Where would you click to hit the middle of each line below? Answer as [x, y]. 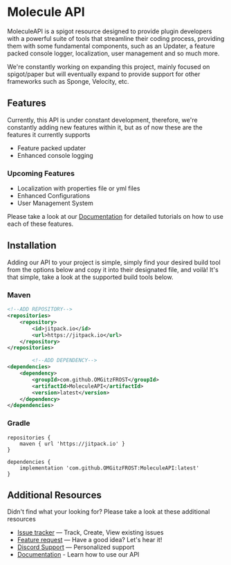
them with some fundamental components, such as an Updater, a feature [111, 46]
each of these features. [40, 224]
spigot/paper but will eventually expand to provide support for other [104, 74]
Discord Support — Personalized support [76, 547]
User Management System [55, 203]
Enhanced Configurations [54, 196]
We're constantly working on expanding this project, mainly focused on [109, 66]
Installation [32, 245]
